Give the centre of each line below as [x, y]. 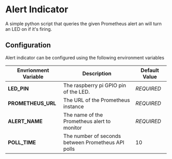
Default [150, 70]
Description [97, 73]
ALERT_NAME [25, 121]
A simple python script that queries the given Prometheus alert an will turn [84, 24]
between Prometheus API [94, 142]
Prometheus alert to [87, 121]
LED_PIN [18, 88]
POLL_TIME [22, 142]
